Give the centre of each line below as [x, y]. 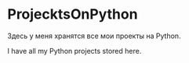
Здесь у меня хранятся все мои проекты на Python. [94, 36]
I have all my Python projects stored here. [75, 51]
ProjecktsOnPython [73, 14]
